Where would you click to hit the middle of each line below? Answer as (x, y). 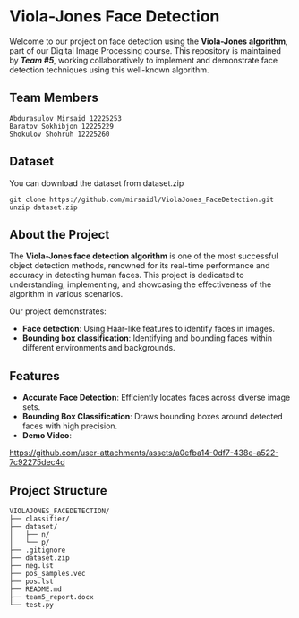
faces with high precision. (70, 426)
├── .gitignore (38, 550)
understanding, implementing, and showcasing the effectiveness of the (141, 284)
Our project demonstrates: (58, 311)
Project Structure (58, 491)
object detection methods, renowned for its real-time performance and (140, 266)
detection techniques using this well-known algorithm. (109, 70)
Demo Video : (47, 436)
